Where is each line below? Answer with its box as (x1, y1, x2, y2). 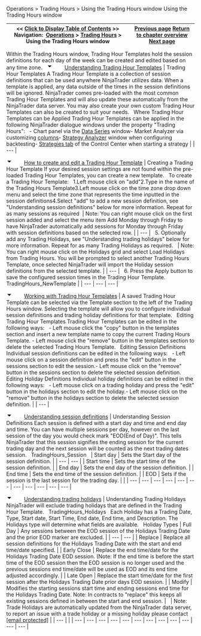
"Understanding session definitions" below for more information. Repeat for (6, 204, 193, 210)
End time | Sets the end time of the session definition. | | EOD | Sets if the (6, 471, 187, 477)
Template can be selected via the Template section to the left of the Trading (6, 299, 193, 306)
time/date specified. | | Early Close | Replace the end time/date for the (6, 547, 179, 553)
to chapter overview (136, 31, 188, 38)
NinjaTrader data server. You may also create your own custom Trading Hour (6, 102, 195, 109)
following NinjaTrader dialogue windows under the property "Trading (6, 121, 175, 128)
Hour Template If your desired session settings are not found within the (6, 165, 181, 173)
